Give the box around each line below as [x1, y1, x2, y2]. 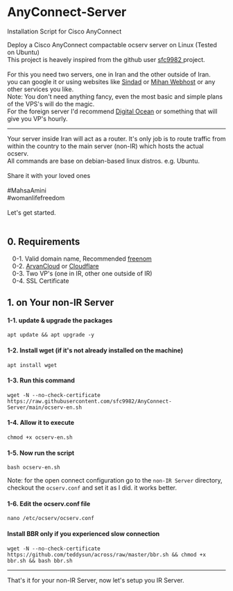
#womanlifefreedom [7, 193, 65, 202]
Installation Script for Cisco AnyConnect [7, 27, 122, 35]
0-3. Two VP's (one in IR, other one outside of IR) [12, 269, 153, 277]
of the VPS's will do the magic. [7, 99, 95, 108]
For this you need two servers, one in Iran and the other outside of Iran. [7, 70, 211, 79]
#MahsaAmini [7, 186, 46, 195]
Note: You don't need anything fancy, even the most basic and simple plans [7, 92, 223, 101]
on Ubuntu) [7, 48, 40, 56]
